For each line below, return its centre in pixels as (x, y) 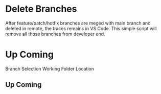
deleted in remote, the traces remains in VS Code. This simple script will (81, 28)
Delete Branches (41, 9)
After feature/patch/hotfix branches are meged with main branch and (78, 23)
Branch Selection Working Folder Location (50, 68)
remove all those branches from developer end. (55, 34)
